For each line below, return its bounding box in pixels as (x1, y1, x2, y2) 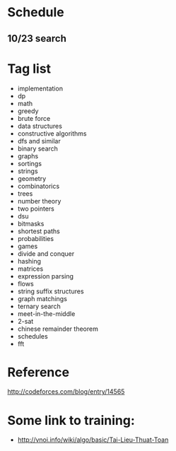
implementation (17, 84, 64, 93)
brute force (17, 114, 51, 122)
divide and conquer (17, 249, 75, 258)
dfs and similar (17, 136, 61, 145)
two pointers (17, 204, 55, 213)
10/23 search (7, 33, 67, 45)
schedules (17, 332, 48, 340)
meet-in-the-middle (17, 309, 76, 318)
